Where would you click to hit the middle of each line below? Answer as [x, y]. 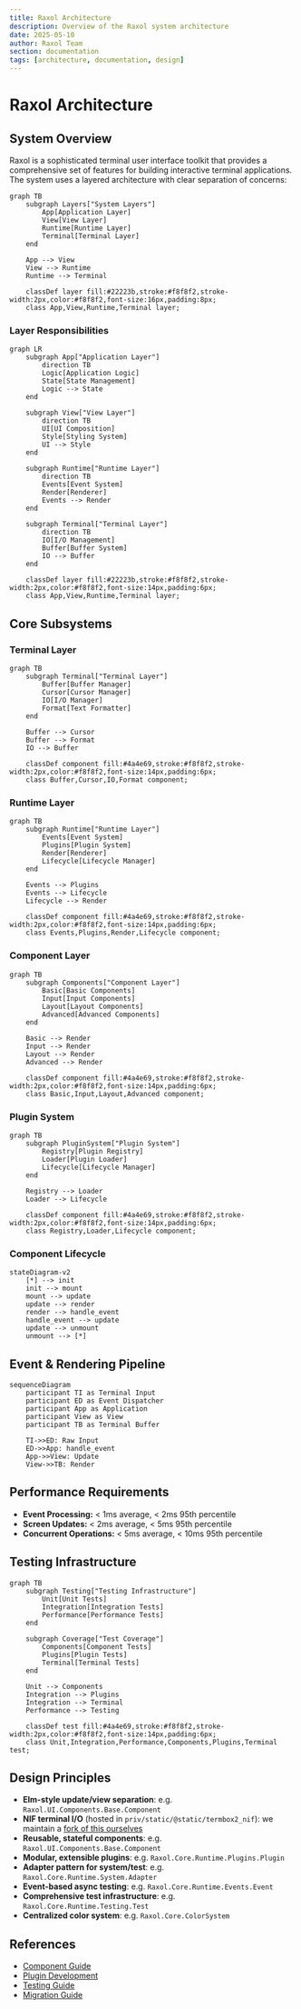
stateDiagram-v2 [40, 1273]
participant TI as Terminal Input [91, 1393]
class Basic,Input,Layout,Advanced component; [115, 1094]
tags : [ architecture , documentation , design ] [97, 60]
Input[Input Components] [89, 998]
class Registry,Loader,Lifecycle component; [111, 1231]
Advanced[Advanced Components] [101, 1014]
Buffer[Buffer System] [85, 548]
